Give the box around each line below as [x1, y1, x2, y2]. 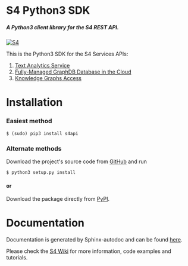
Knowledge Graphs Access [14, 75, 82, 82]
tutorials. [6, 254, 28, 261]
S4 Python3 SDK [6, 4, 90, 17]
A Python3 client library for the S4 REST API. [6, 23, 119, 30]
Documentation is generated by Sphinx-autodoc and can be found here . [6, 236, 183, 243]
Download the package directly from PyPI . [6, 195, 110, 203]
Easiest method [6, 117, 52, 126]
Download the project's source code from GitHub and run [6, 158, 148, 165]
